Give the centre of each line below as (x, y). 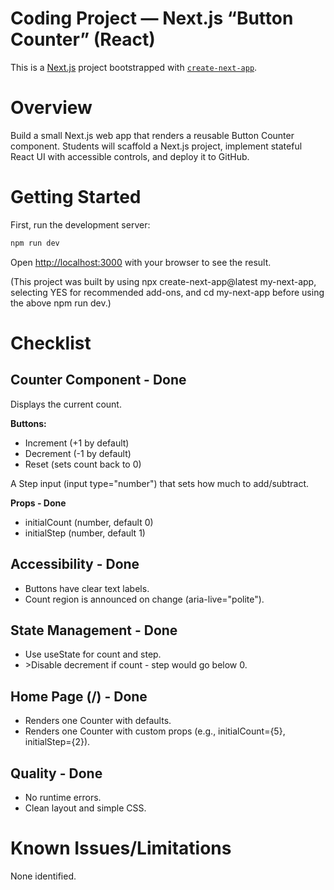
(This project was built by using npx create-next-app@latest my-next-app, (163, 281)
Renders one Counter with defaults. (98, 721)
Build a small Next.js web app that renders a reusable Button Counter (152, 135)
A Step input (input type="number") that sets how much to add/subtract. (160, 483)
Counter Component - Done (98, 380)
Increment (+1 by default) (77, 443)
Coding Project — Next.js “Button (152, 18)
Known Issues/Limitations (121, 848)
